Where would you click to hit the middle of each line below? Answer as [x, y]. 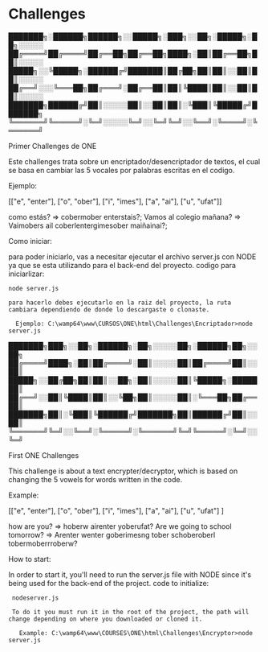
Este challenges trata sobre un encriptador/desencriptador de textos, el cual [134, 161]
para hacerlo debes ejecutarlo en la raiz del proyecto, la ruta [120, 303]
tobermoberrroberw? [43, 543]
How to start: [30, 559]
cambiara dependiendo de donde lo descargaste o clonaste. [109, 309]
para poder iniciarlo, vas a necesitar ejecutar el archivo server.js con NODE [132, 256]
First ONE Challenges [44, 455]
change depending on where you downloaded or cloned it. [106, 619]
